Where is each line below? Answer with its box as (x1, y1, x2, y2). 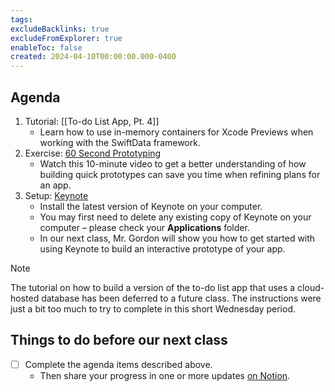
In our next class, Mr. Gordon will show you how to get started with (39, 232, 316, 244)
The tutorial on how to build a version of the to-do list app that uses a (10, 281, 296, 293)
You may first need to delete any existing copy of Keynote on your (39, 211, 312, 223)
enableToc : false (10, 42, 83, 53)
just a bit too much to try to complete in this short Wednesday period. (10, 302, 296, 315)
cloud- (297, 281, 325, 293)
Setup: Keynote (24, 189, 89, 201)
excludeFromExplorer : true (10, 33, 123, 43)
